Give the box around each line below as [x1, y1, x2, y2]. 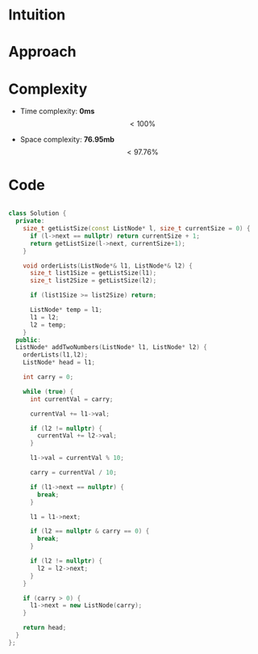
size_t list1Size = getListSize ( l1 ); [29, 269, 157, 277]
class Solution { [8, 209, 67, 217]
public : [15, 335, 42, 344]
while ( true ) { [23, 387, 74, 395]
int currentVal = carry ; [29, 395, 114, 403]
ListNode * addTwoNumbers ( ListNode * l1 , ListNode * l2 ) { [15, 344, 207, 352]
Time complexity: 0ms [19, 107, 95, 116]
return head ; [23, 624, 67, 632]
